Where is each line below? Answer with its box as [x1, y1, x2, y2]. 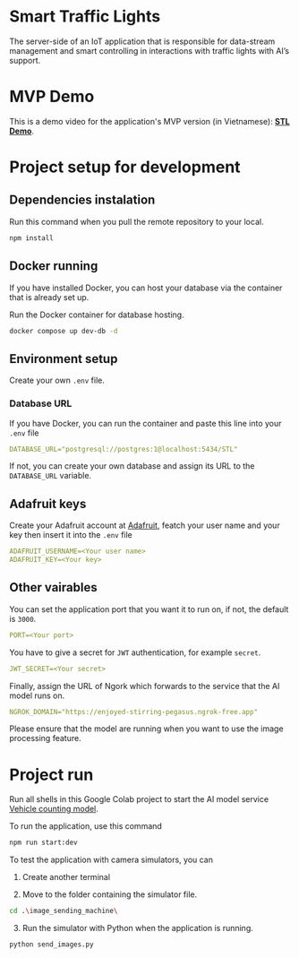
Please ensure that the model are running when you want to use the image [9, 723, 284, 734]
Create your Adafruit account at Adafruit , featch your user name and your [9, 520, 280, 531]
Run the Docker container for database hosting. [9, 309, 185, 320]
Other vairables [9, 580, 98, 595]
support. [9, 55, 41, 65]
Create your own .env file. [9, 375, 106, 386]
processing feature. [9, 733, 82, 744]
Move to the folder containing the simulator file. [21, 889, 198, 900]
